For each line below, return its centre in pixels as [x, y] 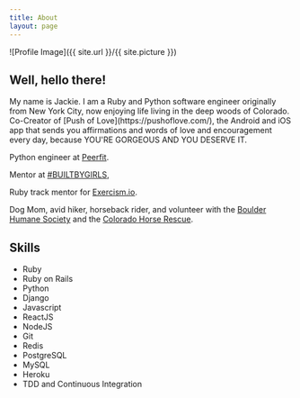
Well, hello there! [57, 80]
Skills [25, 247]
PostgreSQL [44, 356]
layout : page [34, 26]
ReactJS [38, 317]
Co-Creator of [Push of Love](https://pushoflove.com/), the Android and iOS [150, 121]
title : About [34, 18]
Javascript [42, 308]
